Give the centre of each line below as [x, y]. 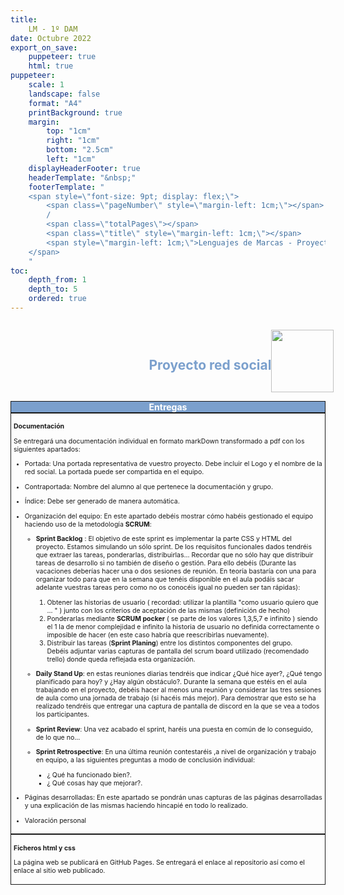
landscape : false [64, 94]
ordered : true [57, 299]
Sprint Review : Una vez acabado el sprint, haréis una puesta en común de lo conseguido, [174, 729]
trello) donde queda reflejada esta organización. [121, 659]
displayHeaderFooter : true [84, 168]
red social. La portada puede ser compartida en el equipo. [114, 472]
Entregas [168, 407]
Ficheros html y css [44, 848]
